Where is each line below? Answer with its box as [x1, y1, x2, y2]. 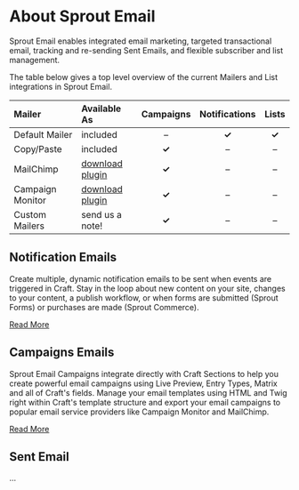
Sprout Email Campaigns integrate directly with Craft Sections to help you [9, 368, 279, 379]
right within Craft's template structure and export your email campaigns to [9, 397, 281, 407]
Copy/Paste [13, 142, 62, 155]
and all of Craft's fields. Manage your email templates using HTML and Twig [9, 387, 287, 398]
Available [81, 102, 122, 115]
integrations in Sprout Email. [9, 81, 113, 92]
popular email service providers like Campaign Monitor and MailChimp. [9, 406, 270, 417]
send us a [81, 208, 122, 221]
